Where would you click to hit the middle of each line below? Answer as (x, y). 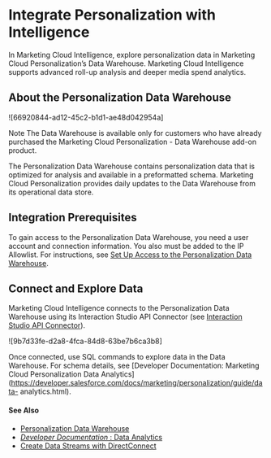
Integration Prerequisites (73, 218)
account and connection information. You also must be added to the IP (126, 246)
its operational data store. (51, 192)
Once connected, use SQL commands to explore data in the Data (117, 357)
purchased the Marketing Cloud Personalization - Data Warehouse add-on (133, 142)
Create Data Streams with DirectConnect (88, 446)
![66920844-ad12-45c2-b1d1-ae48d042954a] (86, 117)
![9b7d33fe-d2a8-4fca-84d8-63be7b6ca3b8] (85, 341)
